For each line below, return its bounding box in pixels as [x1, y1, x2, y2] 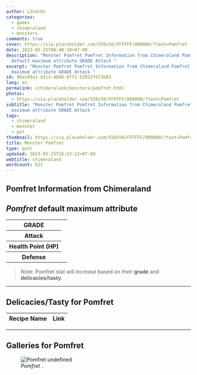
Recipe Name [9, 314, 47, 323]
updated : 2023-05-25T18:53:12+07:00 [6, 151, 96, 157]
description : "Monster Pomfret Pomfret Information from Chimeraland [6, 52, 180, 58]
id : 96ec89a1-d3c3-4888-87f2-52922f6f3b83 [6, 74, 111, 80]
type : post [6, 145, 33, 151]
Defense [21, 253, 46, 261]
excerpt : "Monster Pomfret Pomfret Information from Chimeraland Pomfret [6, 63, 191, 69]
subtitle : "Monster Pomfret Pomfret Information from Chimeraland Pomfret [6, 101, 193, 108]
